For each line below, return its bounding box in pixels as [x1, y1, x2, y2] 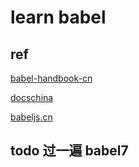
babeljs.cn [10, 111, 53, 123]
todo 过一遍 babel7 [10, 142, 129, 160]
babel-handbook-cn [10, 72, 93, 84]
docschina [10, 92, 54, 103]
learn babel [10, 6, 107, 29]
